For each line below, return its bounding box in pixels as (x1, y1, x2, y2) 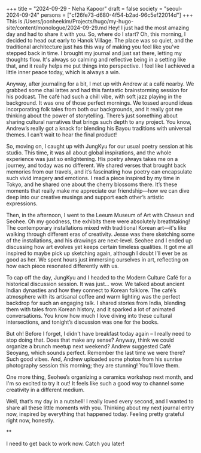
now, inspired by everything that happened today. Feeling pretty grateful (6, 411, 184, 418)
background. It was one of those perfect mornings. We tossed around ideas (6, 99, 193, 107)
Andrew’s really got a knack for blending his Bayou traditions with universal (6, 125, 191, 132)
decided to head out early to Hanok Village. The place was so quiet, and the (6, 37, 193, 44)
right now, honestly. (6, 417, 55, 424)
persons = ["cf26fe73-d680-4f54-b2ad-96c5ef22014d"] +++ (41, 11, 193, 19)
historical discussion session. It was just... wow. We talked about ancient (6, 281, 185, 287)
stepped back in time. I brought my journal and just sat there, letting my (6, 50, 182, 56)
